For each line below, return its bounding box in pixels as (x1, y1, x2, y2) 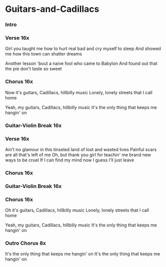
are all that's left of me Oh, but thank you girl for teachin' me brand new (5, 152, 151, 158)
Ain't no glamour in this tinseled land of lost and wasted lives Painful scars (5, 146, 157, 152)
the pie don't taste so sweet (5, 66, 62, 72)
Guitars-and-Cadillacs (5, 3, 100, 15)
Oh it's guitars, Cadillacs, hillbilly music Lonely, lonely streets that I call (5, 207, 149, 214)
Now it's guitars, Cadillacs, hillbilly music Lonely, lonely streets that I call (5, 89, 153, 95)
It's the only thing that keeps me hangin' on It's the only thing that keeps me (5, 251, 160, 257)
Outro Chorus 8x (5, 239, 46, 246)
